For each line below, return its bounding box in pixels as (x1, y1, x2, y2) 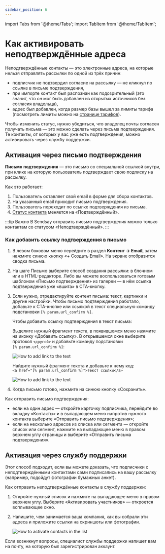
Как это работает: (5, 184, 43, 190)
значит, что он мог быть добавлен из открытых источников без (12, 95, 146, 101)
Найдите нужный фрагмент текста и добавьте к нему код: (12, 362, 134, 368)
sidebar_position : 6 (5, 7, 48, 12)
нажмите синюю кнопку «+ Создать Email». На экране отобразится (12, 253, 155, 259)
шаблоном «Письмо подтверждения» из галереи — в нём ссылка (12, 278, 152, 284)
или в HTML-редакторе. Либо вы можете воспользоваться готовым (12, 273, 156, 279)
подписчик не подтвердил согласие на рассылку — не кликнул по (12, 79, 153, 85)
